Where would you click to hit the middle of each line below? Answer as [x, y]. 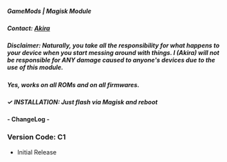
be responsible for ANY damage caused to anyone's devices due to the [111, 60]
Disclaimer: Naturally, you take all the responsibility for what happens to [113, 45]
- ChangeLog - [29, 119]
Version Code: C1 [36, 137]
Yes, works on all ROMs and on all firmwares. [73, 84]
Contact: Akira [29, 28]
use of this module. [35, 67]
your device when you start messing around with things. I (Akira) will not [113, 53]
